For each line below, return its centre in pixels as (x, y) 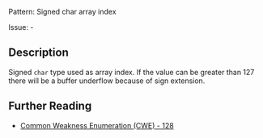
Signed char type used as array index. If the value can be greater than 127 (131, 72)
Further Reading (50, 106)
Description (38, 53)
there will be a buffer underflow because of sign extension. (107, 81)
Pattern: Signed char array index (62, 12)
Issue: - (21, 27)
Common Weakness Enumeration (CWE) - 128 (97, 125)
